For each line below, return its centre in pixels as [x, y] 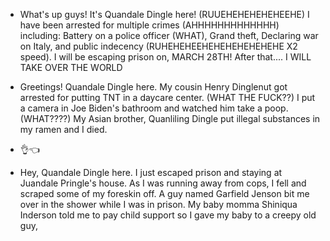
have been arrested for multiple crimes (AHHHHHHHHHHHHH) [149, 25]
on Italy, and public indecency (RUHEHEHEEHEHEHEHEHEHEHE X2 [158, 46]
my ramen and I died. [63, 129]
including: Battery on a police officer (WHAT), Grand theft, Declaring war [169, 35]
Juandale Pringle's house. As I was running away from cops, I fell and [163, 183]
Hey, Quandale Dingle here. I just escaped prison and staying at [151, 172]
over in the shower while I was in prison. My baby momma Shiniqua [158, 204]
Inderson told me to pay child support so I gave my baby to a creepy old [168, 215]
